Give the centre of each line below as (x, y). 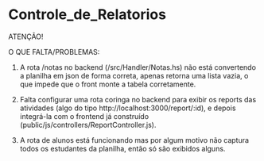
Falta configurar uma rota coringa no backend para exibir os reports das (138, 99)
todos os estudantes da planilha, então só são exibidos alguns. (122, 148)
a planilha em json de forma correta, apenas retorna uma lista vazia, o (134, 75)
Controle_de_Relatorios (87, 15)
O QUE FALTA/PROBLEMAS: (54, 52)
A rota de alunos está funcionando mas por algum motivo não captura (134, 140)
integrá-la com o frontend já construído (84, 116)
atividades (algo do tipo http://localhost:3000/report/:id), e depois (128, 108)
